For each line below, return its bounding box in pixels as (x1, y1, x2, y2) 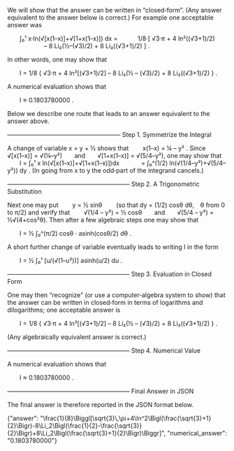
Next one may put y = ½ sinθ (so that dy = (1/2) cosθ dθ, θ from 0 (7, 201, 226, 209)
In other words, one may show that (7, 55, 108, 64)
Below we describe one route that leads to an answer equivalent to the (7, 110, 210, 117)
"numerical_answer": (167, 429, 228, 437)
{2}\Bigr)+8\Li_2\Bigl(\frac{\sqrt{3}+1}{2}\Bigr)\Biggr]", (7, 429, 166, 437)
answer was (7, 21, 42, 29)
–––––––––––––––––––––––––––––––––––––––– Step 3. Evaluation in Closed (7, 270, 212, 278)
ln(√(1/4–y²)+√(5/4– (169, 159, 226, 167)
